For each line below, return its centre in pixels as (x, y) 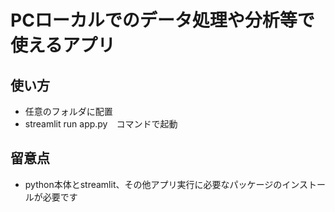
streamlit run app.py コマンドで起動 (101, 124)
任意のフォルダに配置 (68, 111)
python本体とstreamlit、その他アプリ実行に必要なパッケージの (153, 184)
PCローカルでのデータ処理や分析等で (162, 20)
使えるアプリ (63, 45)
